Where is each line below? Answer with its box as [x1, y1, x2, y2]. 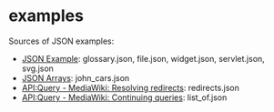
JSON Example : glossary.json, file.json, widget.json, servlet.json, [21, 53, 265, 64]
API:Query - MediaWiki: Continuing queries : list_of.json [21, 92, 228, 103]
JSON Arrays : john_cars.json [21, 72, 130, 83]
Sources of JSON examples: [8, 36, 115, 46]
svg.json [21, 63, 54, 74]
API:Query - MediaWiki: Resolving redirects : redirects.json [21, 82, 240, 93]
